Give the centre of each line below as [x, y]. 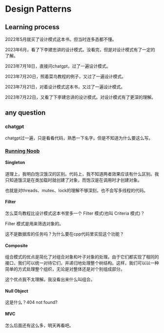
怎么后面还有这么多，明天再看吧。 [39, 325]
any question [25, 113]
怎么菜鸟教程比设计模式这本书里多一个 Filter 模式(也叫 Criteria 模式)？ [75, 214]
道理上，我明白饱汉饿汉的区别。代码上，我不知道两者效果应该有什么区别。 [80, 174]
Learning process [32, 27]
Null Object [17, 291]
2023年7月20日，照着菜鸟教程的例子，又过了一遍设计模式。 [65, 76]
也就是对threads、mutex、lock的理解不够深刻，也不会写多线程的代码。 [76, 190]
